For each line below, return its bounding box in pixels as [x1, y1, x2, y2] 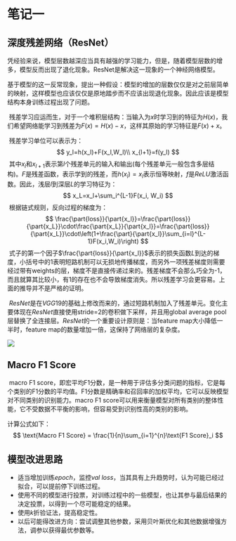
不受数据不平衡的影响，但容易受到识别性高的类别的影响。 [25, 405, 192, 413]
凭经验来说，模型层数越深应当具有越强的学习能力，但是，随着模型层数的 [7, 57, 216, 65]
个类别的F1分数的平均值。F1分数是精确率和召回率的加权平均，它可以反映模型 [7, 387, 229, 396]
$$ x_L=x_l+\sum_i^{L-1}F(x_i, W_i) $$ [63, 191, 173, 200]
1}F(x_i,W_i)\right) [87, 237, 139, 245]
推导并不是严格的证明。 [19, 284, 88, 292]
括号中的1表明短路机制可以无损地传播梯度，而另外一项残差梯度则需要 [25, 257, 225, 266]
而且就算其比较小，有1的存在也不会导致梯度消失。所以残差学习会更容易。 [7, 275, 219, 283]
